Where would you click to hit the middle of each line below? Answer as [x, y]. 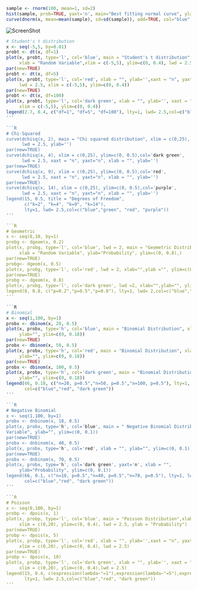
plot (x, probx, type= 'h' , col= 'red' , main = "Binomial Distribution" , [94, 351]
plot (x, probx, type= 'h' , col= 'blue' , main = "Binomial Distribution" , [95, 329]
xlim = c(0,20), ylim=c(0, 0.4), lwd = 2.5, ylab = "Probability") [103, 524]
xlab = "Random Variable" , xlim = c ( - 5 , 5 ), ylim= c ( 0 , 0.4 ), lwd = [101, 63]
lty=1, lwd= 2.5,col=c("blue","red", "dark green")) [90, 579]
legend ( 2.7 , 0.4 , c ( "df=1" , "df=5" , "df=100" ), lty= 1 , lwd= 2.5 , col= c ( [96, 112]
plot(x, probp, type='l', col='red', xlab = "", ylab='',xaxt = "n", [93, 541]
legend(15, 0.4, [26, 574]
